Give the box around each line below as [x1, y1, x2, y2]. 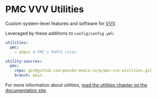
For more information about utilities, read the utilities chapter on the [5, 82, 147, 88]
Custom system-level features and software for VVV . [5, 20, 117, 26]
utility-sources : [5, 58, 42, 64]
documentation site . [5, 87, 48, 93]
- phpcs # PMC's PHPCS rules [14, 49, 77, 54]
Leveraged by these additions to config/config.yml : [5, 30, 115, 36]
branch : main [14, 73, 42, 78]
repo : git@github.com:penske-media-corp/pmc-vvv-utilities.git [14, 68, 152, 73]
